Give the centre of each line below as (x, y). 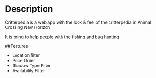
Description (29, 9)
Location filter (26, 55)
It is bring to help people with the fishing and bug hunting (62, 37)
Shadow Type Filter (31, 65)
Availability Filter (28, 70)
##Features (16, 46)
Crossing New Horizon (28, 27)
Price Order (23, 60)
